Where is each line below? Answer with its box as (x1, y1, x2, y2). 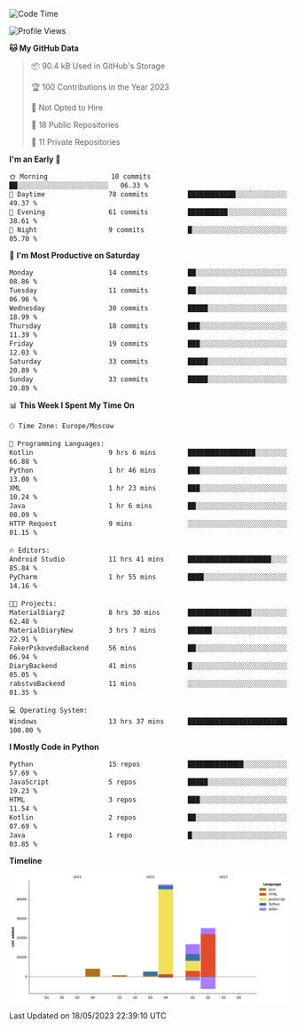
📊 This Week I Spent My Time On (9, 400, 135, 411)
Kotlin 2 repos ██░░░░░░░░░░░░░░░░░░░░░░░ (9, 813, 288, 822)
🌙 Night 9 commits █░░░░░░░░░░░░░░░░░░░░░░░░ (9, 226, 288, 235)
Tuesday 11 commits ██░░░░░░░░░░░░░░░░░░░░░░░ (9, 286, 288, 295)
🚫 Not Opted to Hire (30, 102, 104, 113)
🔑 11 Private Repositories (30, 137, 121, 147)
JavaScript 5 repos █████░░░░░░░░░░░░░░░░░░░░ (9, 778, 288, 786)
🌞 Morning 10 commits (9, 172, 152, 181)
